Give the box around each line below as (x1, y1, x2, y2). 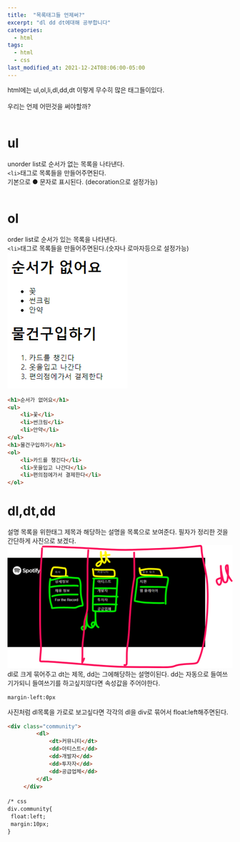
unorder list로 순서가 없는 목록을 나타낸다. (7, 159, 125, 168)
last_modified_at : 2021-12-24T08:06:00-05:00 (7, 64, 145, 71)
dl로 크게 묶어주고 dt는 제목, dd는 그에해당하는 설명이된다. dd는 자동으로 (7, 669, 209, 678)
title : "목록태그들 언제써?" (7, 11, 86, 19)
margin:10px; (10, 821, 50, 828)
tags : (7, 41, 24, 49)
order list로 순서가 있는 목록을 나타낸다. (7, 235, 118, 243)
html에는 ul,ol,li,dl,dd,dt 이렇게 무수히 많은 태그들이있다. (7, 86, 165, 94)
